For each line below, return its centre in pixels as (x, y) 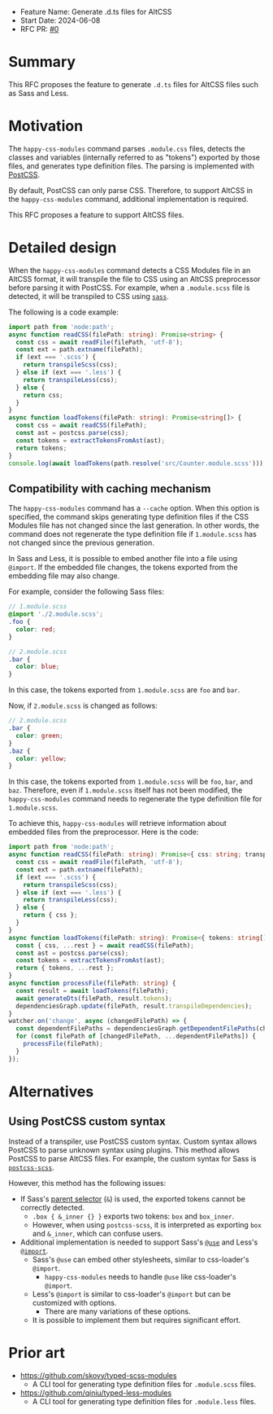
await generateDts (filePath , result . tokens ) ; (94, 998)
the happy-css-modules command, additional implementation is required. (128, 199)
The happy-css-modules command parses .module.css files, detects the (127, 148)
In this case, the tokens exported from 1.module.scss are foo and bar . (124, 690)
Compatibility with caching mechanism (110, 488)
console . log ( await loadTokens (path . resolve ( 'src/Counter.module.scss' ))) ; (138, 463)
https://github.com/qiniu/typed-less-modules (96, 1393)
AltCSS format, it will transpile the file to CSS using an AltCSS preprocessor (134, 279)
